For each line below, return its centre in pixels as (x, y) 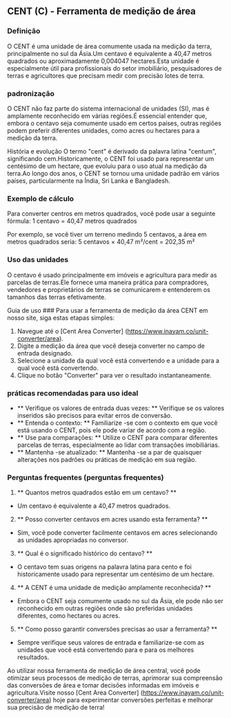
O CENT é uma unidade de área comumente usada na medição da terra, (110, 46)
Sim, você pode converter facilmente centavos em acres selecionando (117, 533)
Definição (24, 31)
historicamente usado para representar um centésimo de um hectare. (116, 574)
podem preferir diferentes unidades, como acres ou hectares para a (103, 130)
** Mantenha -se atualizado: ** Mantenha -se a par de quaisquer (109, 452)
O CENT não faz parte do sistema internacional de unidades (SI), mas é (108, 108)
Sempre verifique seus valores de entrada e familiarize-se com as (111, 643)
